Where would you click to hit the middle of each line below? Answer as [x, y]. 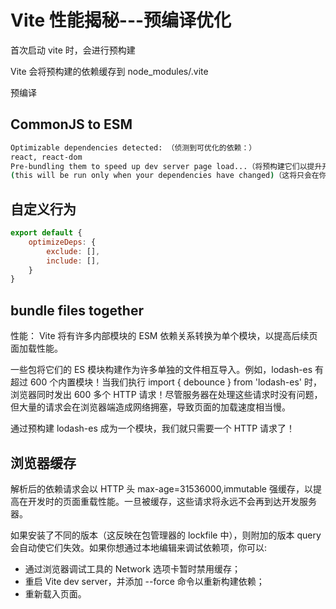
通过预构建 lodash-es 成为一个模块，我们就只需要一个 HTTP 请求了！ [153, 428]
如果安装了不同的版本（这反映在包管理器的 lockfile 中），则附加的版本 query [166, 535]
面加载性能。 [36, 348]
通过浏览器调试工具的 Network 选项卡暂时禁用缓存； [132, 568]
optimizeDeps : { [62, 242]
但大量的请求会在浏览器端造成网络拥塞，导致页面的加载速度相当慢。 [150, 407]
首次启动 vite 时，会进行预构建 [73, 50]
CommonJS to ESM [71, 124]
